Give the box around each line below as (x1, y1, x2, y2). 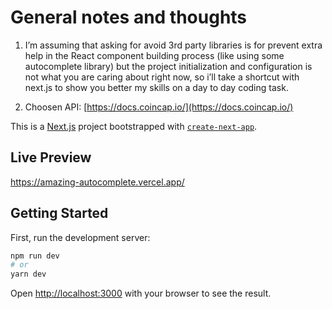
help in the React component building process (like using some (24, 49, 285, 61)
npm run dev (10, 251, 60, 261)
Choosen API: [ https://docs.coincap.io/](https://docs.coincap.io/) (24, 101, 294, 113)
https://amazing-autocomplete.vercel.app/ (10, 176, 185, 188)
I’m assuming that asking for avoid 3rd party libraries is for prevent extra (24, 39, 323, 51)
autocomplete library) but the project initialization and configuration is (24, 60, 313, 72)
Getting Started (10, 205, 109, 222)
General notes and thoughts (10, 6, 248, 29)
